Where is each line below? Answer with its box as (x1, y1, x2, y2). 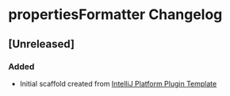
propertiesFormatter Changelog (8, 6, 223, 24)
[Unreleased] (8, 37, 75, 51)
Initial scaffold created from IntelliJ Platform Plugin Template (19, 79, 217, 88)
